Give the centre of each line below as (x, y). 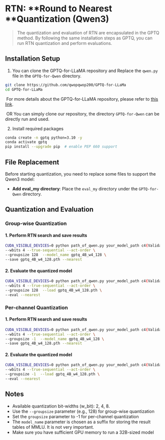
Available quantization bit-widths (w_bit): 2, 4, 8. (61, 406)
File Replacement (32, 162)
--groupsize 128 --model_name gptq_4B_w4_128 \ (56, 255)
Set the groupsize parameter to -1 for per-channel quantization (75, 416)
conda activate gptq (26, 142)
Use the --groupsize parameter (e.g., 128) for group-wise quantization (83, 411)
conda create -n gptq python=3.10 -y (44, 138)
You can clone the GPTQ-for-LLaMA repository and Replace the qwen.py (85, 71)
